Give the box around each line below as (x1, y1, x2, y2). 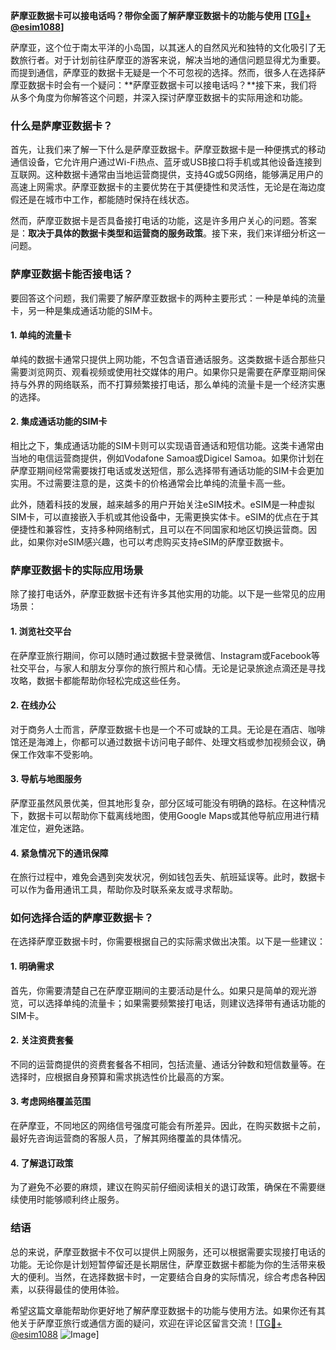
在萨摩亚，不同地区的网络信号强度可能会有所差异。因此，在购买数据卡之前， (10, 1120, 326, 1132)
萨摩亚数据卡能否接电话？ (10, 267, 134, 281)
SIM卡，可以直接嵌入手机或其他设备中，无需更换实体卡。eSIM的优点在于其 (10, 511, 319, 523)
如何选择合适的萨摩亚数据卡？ (10, 911, 155, 925)
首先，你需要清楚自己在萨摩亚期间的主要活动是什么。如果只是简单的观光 (10, 984, 308, 996)
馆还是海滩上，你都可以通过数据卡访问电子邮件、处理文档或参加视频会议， (10, 735, 317, 748)
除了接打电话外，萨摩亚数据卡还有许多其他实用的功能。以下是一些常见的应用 (10, 588, 326, 600)
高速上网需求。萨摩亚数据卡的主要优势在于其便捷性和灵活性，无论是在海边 (10, 181, 317, 193)
